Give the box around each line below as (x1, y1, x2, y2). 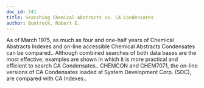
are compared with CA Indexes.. (6, 75, 87, 82)
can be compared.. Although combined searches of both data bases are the (6, 49, 197, 57)
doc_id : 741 (6, 8, 37, 15)
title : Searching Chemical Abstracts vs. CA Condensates (6, 14, 154, 20)
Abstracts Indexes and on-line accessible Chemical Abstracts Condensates (6, 43, 195, 50)
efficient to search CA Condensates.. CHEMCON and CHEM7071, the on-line (6, 62, 198, 69)
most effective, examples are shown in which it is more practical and (6, 55, 178, 63)
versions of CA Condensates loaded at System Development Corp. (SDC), (6, 69, 192, 76)
